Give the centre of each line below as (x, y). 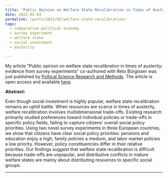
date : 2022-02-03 (23, 15)
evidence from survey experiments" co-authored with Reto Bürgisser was (81, 71)
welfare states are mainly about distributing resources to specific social (79, 160)
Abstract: (15, 91)
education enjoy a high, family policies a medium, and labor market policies (83, 138)
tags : (11, 24)
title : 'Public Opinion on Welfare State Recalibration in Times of (78, 10)
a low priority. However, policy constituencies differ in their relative (74, 144)
